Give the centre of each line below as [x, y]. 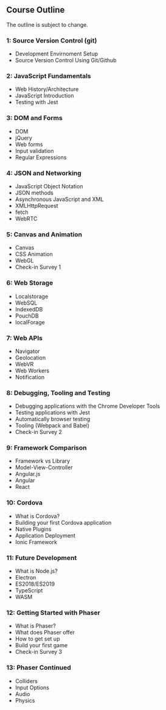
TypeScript [29, 591]
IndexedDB [29, 309]
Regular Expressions [41, 157]
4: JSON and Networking [44, 173]
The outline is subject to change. [47, 24]
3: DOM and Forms [34, 118]
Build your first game [41, 645]
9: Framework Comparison [47, 448]
